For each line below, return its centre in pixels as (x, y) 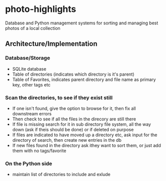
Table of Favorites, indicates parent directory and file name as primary (84, 79)
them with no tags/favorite (39, 151)
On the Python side (29, 164)
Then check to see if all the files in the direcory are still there (74, 119)
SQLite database (29, 69)
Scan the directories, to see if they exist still (59, 97)
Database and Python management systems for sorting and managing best (82, 23)
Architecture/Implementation (51, 44)
